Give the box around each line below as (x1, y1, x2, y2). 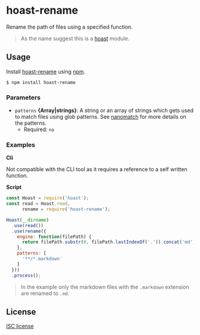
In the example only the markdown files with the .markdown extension (20, 283, 189, 290)
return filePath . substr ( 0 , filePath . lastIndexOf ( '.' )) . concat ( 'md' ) (21, 239, 196, 245)
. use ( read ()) (11, 222, 44, 228)
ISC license (6, 322, 34, 330)
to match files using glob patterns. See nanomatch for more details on (14, 113, 186, 120)
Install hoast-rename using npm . (6, 68, 86, 75)
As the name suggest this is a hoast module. (20, 35, 130, 42)
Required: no (23, 126, 55, 133)
